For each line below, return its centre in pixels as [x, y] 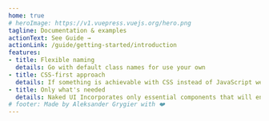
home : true [26, 16]
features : [25, 53]
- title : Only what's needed [57, 90]
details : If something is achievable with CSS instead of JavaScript [134, 82]
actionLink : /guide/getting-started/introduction [93, 45]
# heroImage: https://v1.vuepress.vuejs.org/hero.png [100, 23]
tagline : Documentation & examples [68, 30]
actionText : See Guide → [50, 38]
